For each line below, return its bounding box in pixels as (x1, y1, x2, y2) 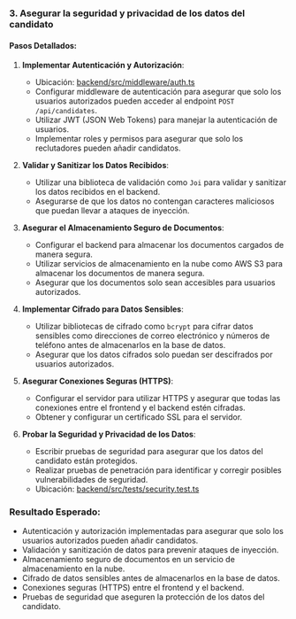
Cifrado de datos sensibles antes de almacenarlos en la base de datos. (21, 573, 280, 584)
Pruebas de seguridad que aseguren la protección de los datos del (21, 592, 265, 602)
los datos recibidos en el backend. (34, 187, 161, 197)
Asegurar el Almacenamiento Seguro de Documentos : (21, 222, 224, 233)
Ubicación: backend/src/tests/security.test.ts (34, 484, 200, 494)
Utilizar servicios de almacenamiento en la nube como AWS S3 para (34, 259, 283, 269)
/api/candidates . (34, 105, 98, 116)
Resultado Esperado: (9, 506, 101, 518)
